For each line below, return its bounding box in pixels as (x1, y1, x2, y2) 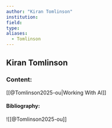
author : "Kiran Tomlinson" (6, 8, 73, 15)
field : (6, 19, 23, 25)
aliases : (6, 31, 28, 37)
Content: (6, 76, 33, 84)
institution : (6, 14, 39, 20)
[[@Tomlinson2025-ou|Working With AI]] (6, 89, 107, 96)
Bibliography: (6, 103, 40, 110)
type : (6, 25, 20, 31)
